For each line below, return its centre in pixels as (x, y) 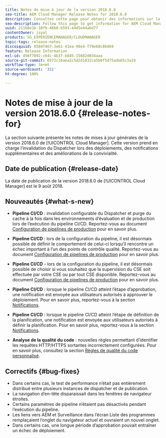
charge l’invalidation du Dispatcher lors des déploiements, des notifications (82, 148)
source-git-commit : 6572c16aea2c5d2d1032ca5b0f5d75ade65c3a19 (70, 60)
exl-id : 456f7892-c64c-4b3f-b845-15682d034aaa (54, 56)
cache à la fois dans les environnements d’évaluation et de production (83, 219)
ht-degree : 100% (22, 74)
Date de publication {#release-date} (62, 169)
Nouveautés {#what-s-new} (50, 201)
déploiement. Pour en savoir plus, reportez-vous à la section (74, 300)
